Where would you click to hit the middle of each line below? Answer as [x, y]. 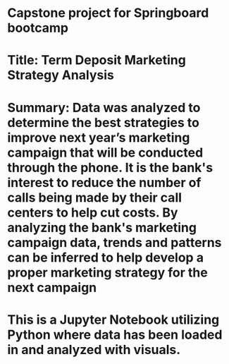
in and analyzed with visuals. [94, 350]
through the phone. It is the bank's [110, 168]
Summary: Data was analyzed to [104, 108]
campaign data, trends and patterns [114, 242]
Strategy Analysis [61, 75]
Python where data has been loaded [115, 335]
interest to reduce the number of [104, 182]
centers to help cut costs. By [93, 212]
